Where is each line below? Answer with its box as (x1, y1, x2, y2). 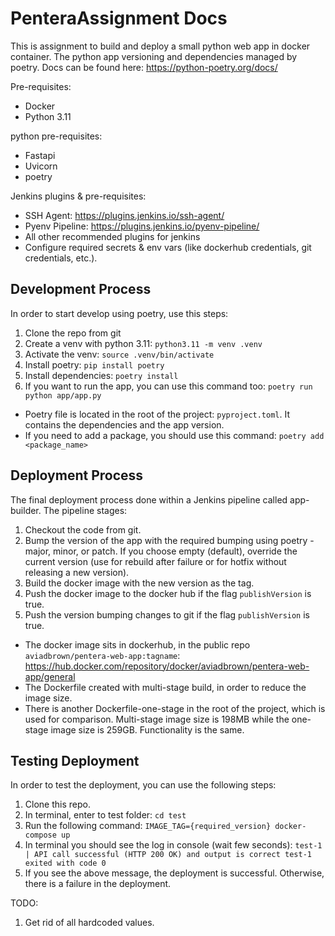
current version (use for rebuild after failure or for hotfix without (24, 555, 287, 567)
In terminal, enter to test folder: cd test (24, 809, 187, 821)
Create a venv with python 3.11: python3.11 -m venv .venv (24, 337, 263, 349)
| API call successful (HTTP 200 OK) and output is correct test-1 (24, 850, 312, 860)
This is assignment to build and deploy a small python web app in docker (10, 40, 311, 52)
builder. (10, 504, 42, 516)
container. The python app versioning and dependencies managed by (10, 50, 298, 62)
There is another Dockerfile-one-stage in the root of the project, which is (24, 702, 326, 714)
